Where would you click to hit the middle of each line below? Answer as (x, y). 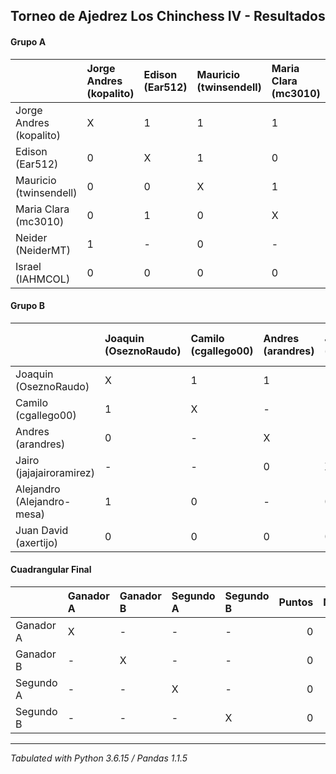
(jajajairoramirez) (55, 472)
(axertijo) (37, 542)
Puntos (296, 602)
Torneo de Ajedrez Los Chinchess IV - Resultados (168, 16)
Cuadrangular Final (51, 570)
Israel (28, 266)
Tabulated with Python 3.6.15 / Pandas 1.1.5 (99, 758)
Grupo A (28, 41)
